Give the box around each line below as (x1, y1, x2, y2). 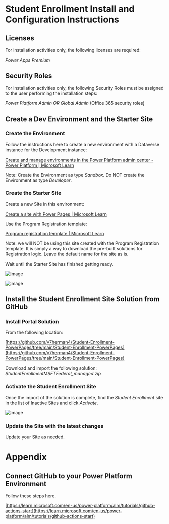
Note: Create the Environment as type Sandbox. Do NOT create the (5, 172, 145, 178)
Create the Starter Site (5, 190, 62, 197)
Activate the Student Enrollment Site (5, 383, 97, 390)
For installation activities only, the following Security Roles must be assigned (5, 85, 164, 91)
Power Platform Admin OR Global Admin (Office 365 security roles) (5, 100, 145, 106)
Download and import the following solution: (5, 365, 97, 371)
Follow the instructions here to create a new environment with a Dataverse (5, 141, 160, 147)
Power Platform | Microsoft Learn (5, 162, 74, 168)
